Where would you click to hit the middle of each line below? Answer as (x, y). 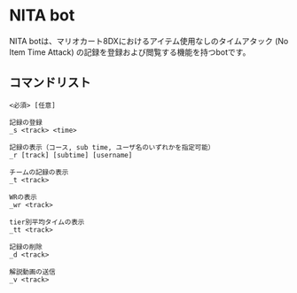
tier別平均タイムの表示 (47, 222)
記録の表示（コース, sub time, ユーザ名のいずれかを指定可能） (112, 147)
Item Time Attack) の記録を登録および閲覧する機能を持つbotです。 (130, 52)
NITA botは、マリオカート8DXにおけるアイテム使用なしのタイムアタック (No (149, 41)
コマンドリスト (50, 83)
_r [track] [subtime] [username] (71, 155)
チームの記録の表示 (39, 172)
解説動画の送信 (32, 272)
